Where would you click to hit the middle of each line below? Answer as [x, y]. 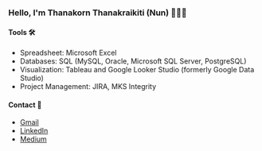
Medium [33, 139]
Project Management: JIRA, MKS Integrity [88, 87]
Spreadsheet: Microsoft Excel [68, 53]
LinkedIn [34, 131]
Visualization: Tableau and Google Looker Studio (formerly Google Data [137, 70]
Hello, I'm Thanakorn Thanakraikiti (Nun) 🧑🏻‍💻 [98, 13]
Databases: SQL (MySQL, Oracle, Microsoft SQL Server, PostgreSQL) [133, 61]
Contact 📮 [25, 105]
